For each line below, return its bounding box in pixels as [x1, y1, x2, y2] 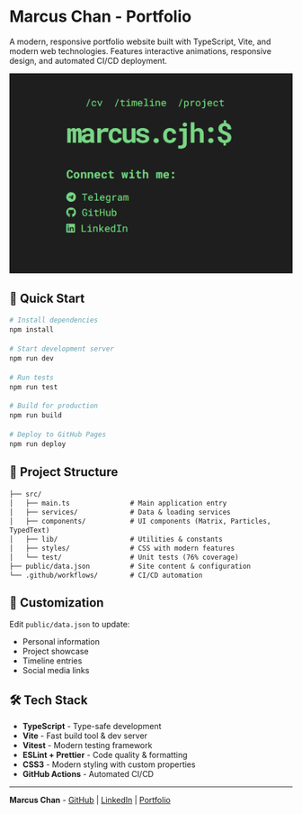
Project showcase [22, 646, 89, 657]
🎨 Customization [9, 595, 104, 610]
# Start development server [9, 344, 115, 353]
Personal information [22, 636, 101, 647]
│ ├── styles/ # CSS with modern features [9, 544, 235, 553]
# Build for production [9, 401, 99, 411]
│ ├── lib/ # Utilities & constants [9, 535, 223, 544]
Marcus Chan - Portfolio [9, 6, 191, 27]
